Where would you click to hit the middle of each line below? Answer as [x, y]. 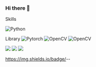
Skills [11, 19]
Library [13, 39]
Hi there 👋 [18, 8]
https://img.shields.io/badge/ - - [38, 59]
